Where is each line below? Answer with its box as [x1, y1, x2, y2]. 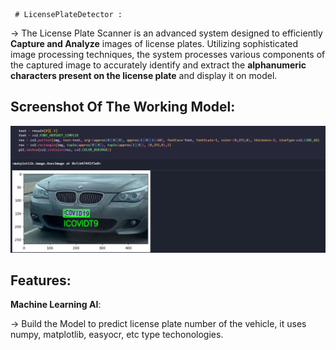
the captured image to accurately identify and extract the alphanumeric [10, 59, 307, 71]
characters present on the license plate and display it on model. [10, 70, 278, 81]
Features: [10, 272, 72, 289]
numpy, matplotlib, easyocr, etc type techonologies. [10, 329, 224, 341]
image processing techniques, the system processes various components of [10, 49, 326, 60]
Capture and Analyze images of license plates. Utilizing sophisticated [10, 38, 299, 49]
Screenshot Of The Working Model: [10, 99, 236, 116]
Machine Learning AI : [10, 299, 102, 311]
